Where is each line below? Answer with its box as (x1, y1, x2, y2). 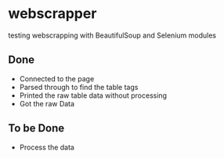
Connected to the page (19, 74, 95, 83)
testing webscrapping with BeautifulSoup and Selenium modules (8, 31, 217, 40)
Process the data (19, 142, 74, 152)
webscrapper (8, 5, 97, 23)
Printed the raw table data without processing (19, 91, 167, 100)
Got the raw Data (19, 99, 75, 108)
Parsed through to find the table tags (19, 82, 139, 92)
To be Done (8, 122, 65, 135)
